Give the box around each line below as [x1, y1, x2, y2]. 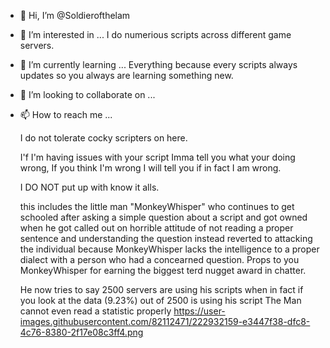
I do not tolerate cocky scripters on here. [19, 132, 188, 144]
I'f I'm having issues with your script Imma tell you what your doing [19, 151, 296, 163]
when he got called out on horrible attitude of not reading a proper [19, 222, 294, 234]
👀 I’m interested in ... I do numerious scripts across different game [19, 29, 292, 40]
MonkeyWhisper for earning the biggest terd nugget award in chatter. [19, 265, 307, 276]
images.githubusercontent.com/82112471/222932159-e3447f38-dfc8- [19, 316, 311, 327]
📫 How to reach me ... [19, 109, 113, 120]
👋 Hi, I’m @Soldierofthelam [19, 10, 131, 21]
